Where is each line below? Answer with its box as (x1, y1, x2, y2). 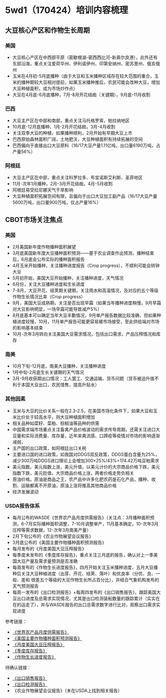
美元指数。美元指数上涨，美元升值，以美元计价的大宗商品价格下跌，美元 (12, 464, 160, 469)
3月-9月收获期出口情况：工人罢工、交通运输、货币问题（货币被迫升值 (12, 375, 155, 381)
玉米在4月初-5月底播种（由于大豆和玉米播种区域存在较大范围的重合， (12, 73, 155, 79)
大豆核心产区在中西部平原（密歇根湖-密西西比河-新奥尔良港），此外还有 (12, 54, 158, 60)
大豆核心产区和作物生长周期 (5, 26, 90, 34)
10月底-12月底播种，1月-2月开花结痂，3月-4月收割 (12, 124, 115, 130)
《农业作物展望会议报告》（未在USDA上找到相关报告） (12, 688, 122, 694)
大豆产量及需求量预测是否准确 (16, 558, 78, 564)
